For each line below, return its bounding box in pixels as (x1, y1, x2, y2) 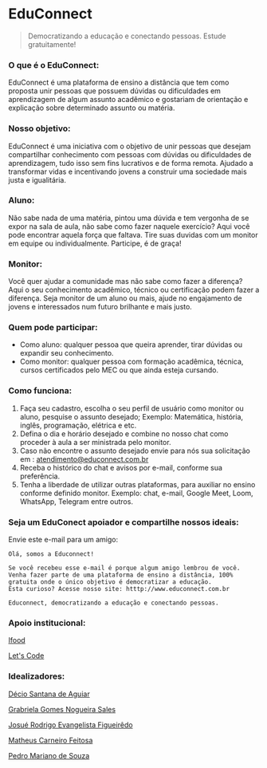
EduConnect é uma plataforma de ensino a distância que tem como (8, 77, 230, 88)
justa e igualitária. (8, 175, 66, 184)
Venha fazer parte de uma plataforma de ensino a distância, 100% (8, 571, 234, 579)
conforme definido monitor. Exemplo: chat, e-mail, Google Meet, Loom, (19, 488, 253, 498)
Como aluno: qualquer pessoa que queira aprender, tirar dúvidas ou (19, 340, 243, 349)
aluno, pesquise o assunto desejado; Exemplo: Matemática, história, (19, 412, 244, 421)
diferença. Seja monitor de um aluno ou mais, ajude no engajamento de (8, 293, 242, 303)
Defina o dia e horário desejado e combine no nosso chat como (19, 428, 229, 439)
